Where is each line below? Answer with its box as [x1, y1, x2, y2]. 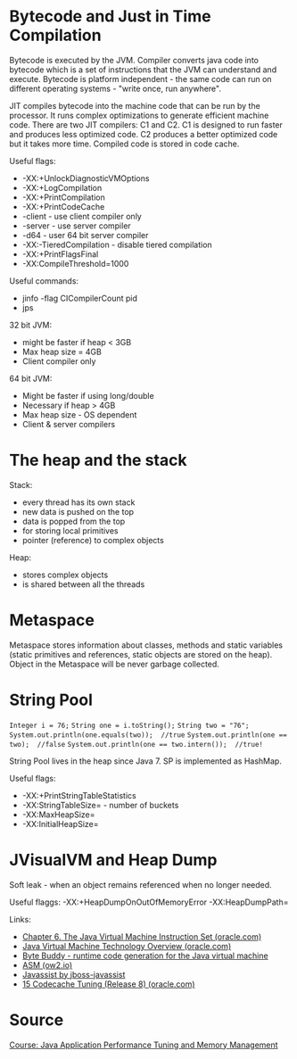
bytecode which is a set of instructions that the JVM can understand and [9, 64, 277, 75]
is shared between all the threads [21, 578, 145, 590]
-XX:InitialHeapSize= [21, 818, 99, 829]
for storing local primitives [21, 525, 119, 536]
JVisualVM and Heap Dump [9, 849, 218, 870]
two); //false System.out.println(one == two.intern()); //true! [9, 740, 263, 749]
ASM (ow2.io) [21, 959, 73, 970]
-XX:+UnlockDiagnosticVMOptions [21, 172, 150, 184]
